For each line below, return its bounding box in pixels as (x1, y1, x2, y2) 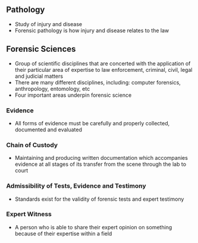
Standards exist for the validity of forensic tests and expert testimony (14, 195, 184, 203)
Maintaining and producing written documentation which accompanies (14, 154, 188, 162)
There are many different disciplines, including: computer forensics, (14, 78, 181, 86)
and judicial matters (14, 72, 64, 80)
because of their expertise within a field (14, 230, 112, 237)
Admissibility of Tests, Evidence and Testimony (6, 182, 147, 190)
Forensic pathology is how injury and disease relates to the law (14, 27, 169, 34)
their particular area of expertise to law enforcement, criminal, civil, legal (14, 66, 193, 73)
